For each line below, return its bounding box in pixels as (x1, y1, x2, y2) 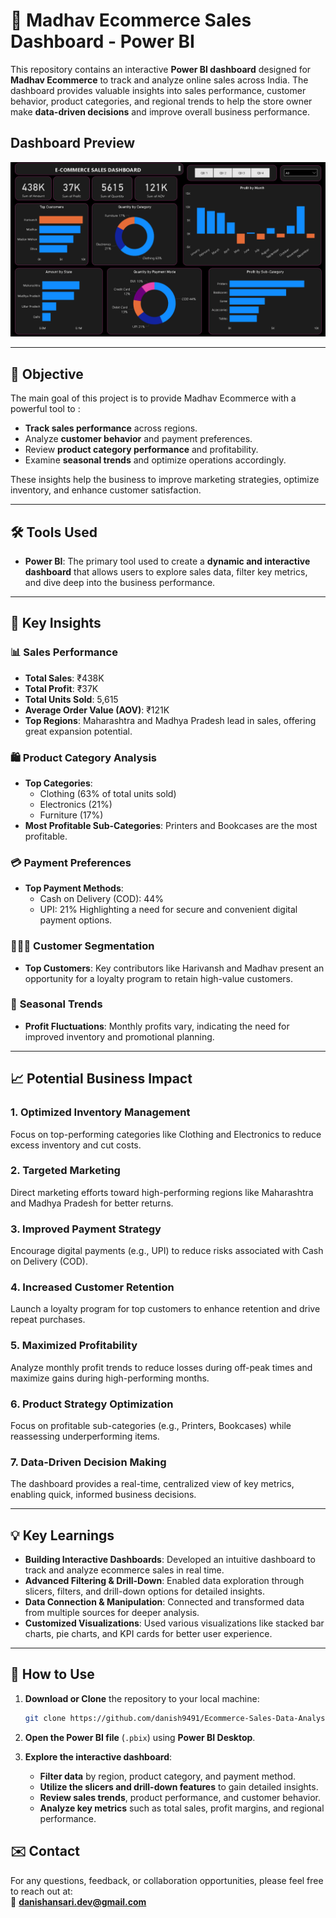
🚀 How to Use (10, 1666, 95, 1683)
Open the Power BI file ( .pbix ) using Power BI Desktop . (24, 1731, 256, 1743)
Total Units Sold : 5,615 (24, 693, 119, 705)
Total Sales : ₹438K (24, 672, 105, 684)
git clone (24, 1713, 67, 1723)
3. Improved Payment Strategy (10, 1222, 162, 1236)
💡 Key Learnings (10, 1527, 115, 1544)
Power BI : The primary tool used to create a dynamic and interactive (24, 555, 311, 567)
